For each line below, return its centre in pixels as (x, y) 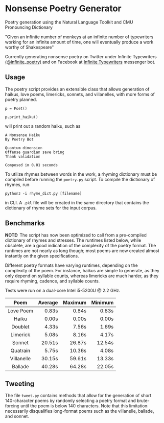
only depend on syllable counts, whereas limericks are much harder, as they (82, 276)
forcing (12, 406)
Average (48, 303)
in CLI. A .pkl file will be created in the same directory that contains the (77, 202)
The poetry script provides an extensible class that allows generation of (77, 89)
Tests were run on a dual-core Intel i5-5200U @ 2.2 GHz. (63, 290)
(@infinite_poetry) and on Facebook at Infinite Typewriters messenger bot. (80, 62)
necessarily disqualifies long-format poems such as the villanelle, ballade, (80, 411)
